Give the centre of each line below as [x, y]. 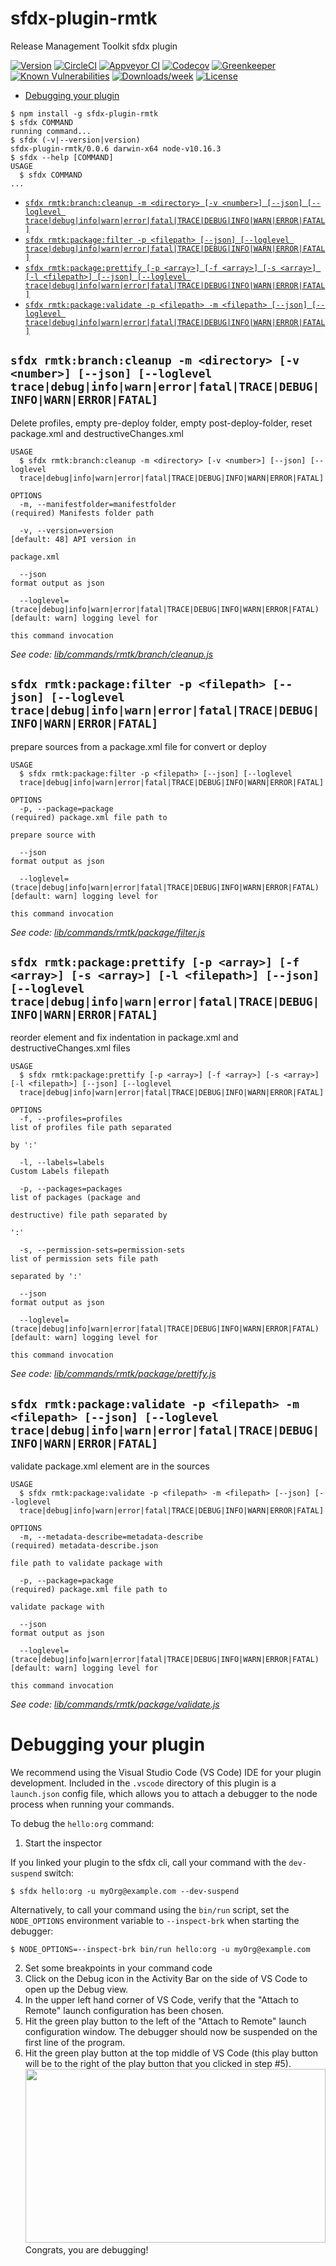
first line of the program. [75, 2043]
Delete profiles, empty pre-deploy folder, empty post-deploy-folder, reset [161, 423]
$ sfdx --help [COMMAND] [62, 157]
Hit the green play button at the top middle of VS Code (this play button [171, 2053]
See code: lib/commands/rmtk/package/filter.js [108, 932]
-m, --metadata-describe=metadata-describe [111, 1537]
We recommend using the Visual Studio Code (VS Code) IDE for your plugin [166, 1773]
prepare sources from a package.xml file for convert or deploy [138, 746]
